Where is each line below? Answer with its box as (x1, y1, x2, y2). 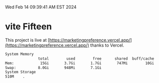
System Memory (5, 51, 34, 56)
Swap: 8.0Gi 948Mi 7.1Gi (5, 65, 102, 70)
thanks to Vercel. (90, 42, 124, 48)
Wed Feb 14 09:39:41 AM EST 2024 (5, 4, 77, 10)
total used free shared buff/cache (38, 56, 154, 61)
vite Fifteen (5, 21, 52, 32)
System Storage (5, 70, 36, 75)
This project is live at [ (5, 37, 50, 43)
